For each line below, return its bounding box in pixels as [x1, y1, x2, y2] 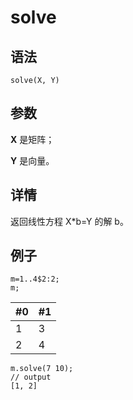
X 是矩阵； [10, 133, 55, 145]
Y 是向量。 [10, 154, 55, 166]
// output [10, 372, 52, 383]
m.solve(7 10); [10, 364, 74, 374]
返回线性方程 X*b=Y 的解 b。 [10, 215, 129, 227]
